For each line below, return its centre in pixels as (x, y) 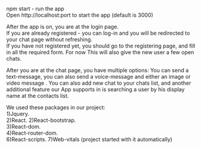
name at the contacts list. (38, 96)
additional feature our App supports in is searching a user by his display (96, 89)
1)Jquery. (18, 114)
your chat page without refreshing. (49, 39)
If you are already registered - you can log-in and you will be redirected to (98, 33)
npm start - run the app (35, 9)
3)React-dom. (24, 126)
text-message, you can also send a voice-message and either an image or (99, 77)
